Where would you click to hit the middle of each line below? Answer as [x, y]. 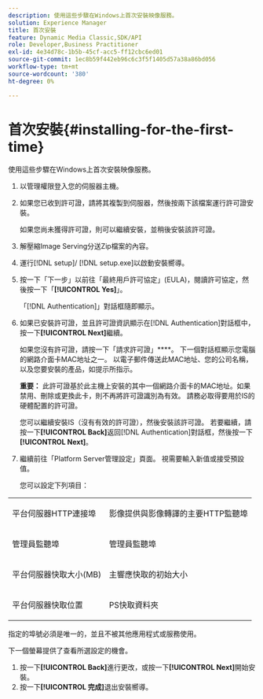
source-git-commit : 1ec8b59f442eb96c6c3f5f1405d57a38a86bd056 [112, 60]
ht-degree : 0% [31, 81]
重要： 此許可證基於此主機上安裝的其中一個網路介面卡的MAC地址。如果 [135, 386]
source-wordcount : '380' [49, 74]
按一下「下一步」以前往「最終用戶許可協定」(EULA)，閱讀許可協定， [131, 279]
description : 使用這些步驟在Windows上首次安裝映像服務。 [93, 15]
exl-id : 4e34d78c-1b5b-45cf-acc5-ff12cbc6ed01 [86, 52]
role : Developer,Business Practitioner [73, 45]
